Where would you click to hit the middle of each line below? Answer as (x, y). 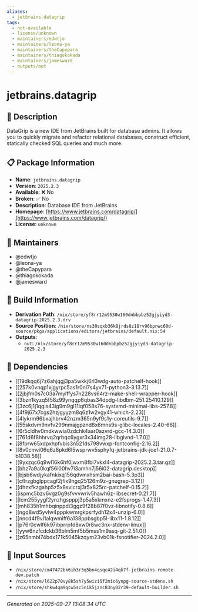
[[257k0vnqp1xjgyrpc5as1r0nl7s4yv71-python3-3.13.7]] (82, 387)
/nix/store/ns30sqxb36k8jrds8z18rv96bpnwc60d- (115, 326)
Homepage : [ (31, 211)
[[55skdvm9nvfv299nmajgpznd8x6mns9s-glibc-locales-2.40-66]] (96, 425)
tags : (13, 22)
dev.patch (27, 575)
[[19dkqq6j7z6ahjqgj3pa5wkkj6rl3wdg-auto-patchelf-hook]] (88, 381)
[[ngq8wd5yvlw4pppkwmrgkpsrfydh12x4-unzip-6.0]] (80, 512)
